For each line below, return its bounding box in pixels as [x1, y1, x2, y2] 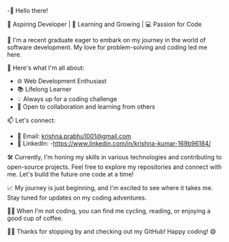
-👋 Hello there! [7, 7, 49, 14]
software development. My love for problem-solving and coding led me [7, 43, 208, 51]
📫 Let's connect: [7, 116, 56, 124]
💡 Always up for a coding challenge [16, 95, 118, 103]
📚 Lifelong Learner [16, 85, 72, 93]
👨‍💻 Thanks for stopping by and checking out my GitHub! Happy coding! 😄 [7, 228, 217, 235]
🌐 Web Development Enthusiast [16, 77, 107, 85]
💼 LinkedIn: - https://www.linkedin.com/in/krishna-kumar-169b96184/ [16, 139, 211, 147]
